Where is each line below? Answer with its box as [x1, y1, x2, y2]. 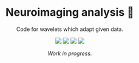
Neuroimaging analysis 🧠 [5, 5, 135, 19]
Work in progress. [47, 50, 92, 57]
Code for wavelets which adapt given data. [16, 25, 124, 33]
